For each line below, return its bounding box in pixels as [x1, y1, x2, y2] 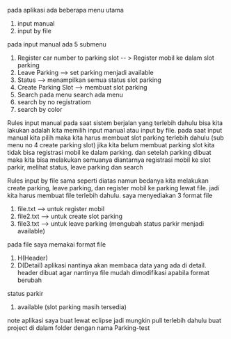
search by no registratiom [17, 98, 92, 106]
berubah [17, 276, 42, 284]
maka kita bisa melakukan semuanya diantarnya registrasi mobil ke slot [7, 156, 211, 164]
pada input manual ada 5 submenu [7, 40, 106, 48]
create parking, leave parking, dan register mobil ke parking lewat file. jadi [7, 184, 220, 192]
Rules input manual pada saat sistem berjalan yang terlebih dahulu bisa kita [7, 119, 223, 127]
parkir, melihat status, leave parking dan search [7, 163, 143, 171]
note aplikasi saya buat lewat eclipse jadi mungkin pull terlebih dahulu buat [7, 316, 221, 324]
